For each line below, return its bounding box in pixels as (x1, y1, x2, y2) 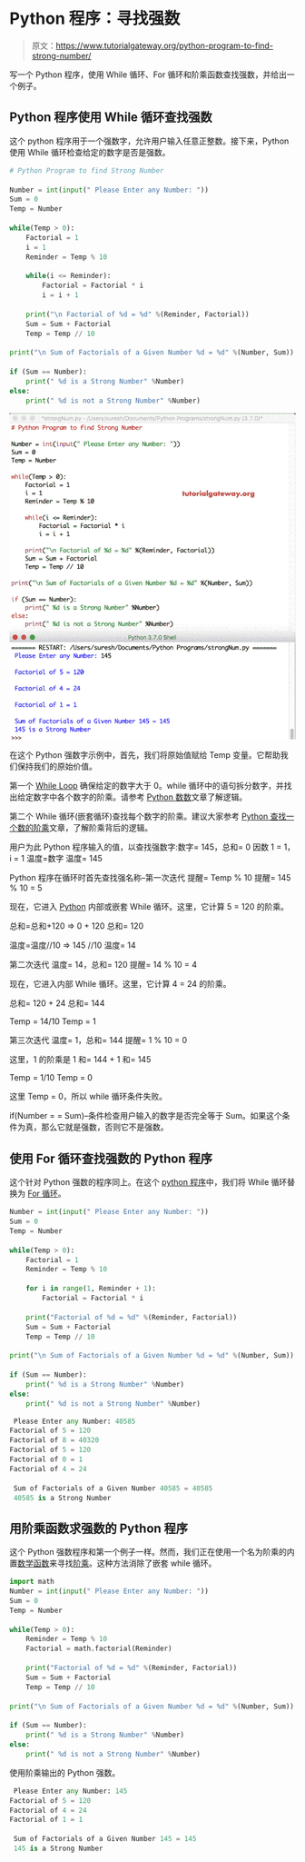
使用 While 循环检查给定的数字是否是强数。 (9, 146, 171, 157)
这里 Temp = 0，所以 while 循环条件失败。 (9, 1091, 168, 1102)
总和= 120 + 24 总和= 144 (9, 998, 105, 1009)
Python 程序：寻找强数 (9, 8, 181, 29)
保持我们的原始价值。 (16, 761, 97, 772)
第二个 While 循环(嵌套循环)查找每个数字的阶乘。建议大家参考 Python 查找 (9, 811, 287, 822)
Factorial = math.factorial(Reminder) (25, 1644, 172, 1654)
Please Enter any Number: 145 (13, 1787, 128, 1796)
